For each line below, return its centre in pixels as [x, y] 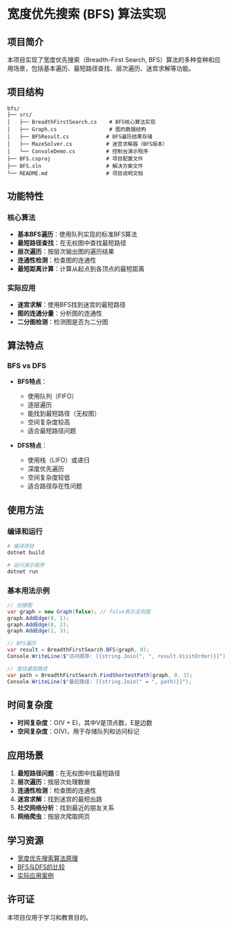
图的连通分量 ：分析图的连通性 [59, 313]
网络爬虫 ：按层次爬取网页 [54, 817]
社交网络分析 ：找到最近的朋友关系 [66, 808]
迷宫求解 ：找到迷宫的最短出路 [59, 799]
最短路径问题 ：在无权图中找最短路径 [69, 773]
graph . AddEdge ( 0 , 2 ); [38, 625]
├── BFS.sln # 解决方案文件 [75, 166]
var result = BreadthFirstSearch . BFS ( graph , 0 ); [78, 650]
